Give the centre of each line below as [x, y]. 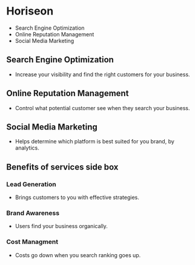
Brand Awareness [33, 213]
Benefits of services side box [62, 167]
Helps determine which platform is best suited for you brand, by [94, 142]
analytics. [27, 148]
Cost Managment [32, 242]
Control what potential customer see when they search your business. [102, 108]
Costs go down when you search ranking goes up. [78, 255]
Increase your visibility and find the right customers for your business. [102, 74]
